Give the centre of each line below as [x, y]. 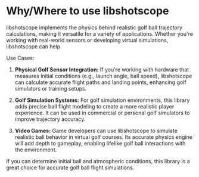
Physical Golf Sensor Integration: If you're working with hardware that [102, 69]
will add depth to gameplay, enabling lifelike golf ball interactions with [100, 143]
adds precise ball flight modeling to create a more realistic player [94, 106]
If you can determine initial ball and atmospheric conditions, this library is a [98, 161]
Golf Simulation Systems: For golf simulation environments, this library [102, 100]
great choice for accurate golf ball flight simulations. [70, 167]
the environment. [36, 150]
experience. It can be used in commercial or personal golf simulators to [102, 113]
